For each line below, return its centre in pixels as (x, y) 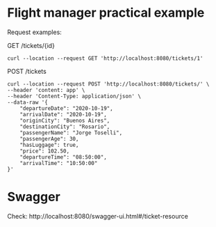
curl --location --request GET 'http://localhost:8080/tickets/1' (105, 58)
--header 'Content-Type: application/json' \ (74, 96)
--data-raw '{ (28, 102)
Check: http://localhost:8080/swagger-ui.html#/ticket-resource (98, 216)
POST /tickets (27, 71)
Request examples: (35, 32)
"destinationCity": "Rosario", (65, 127)
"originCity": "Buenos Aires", (65, 120)
